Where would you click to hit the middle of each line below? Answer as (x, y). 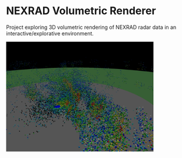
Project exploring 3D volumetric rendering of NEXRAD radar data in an (91, 27)
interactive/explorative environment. (50, 33)
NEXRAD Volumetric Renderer (81, 11)
